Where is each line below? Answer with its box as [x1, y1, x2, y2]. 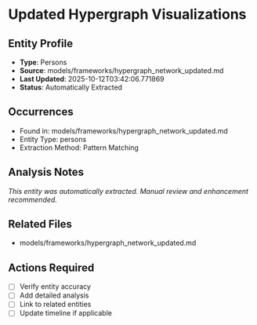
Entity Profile [8, 37, 73, 50]
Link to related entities [19, 300, 92, 309]
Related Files [8, 217, 73, 231]
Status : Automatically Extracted [19, 82, 123, 92]
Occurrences [8, 105, 74, 119]
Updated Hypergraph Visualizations [8, 5, 247, 24]
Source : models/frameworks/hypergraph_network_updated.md [19, 66, 224, 75]
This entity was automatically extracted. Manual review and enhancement [8, 186, 249, 195]
